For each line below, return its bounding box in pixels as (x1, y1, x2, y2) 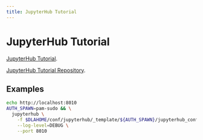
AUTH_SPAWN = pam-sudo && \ (6, 106, 71, 112)
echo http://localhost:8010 (6, 100, 77, 106)
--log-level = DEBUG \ (17, 122, 69, 129)
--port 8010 (17, 128, 47, 134)
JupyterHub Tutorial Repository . (6, 66, 86, 74)
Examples (6, 84, 44, 94)
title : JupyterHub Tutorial (6, 8, 77, 15)
